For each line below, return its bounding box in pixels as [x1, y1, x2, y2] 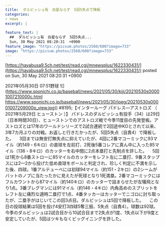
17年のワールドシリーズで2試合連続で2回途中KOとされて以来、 [31, 123, 159, 129]
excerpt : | [5, 21, 28, 26]
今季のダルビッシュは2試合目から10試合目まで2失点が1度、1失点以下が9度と [5, 209, 159, 215]
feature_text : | [5, 30, 38, 35]
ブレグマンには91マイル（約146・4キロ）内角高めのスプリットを [27, 185, 158, 190]
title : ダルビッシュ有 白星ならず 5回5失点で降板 [5, 7, 101, 12]
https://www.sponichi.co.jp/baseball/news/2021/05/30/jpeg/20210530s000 [5, 99, 159, 105]
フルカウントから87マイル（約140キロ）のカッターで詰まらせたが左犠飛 [5, 179, 151, 185]
